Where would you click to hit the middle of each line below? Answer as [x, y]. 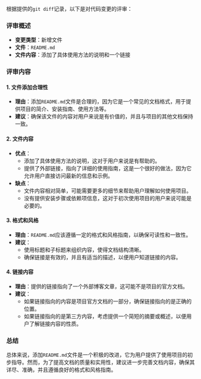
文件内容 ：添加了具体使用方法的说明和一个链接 [72, 55]
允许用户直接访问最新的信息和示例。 [68, 176]
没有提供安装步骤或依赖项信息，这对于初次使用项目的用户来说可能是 [108, 198]
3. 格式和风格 [22, 221]
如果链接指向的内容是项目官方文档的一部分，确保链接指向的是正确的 [108, 301]
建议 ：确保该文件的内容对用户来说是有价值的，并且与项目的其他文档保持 [104, 117]
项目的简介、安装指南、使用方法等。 [65, 109]
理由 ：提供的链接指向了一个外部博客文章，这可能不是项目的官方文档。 [101, 286]
